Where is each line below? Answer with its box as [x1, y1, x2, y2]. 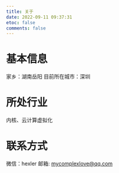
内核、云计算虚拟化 [6, 116, 53, 124]
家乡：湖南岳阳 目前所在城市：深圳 [6, 73, 90, 80]
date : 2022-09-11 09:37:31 [6, 14, 72, 20]
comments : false [6, 25, 46, 31]
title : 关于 [6, 8, 34, 15]
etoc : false [6, 19, 35, 25]
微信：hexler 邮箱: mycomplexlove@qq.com [6, 160, 113, 167]
